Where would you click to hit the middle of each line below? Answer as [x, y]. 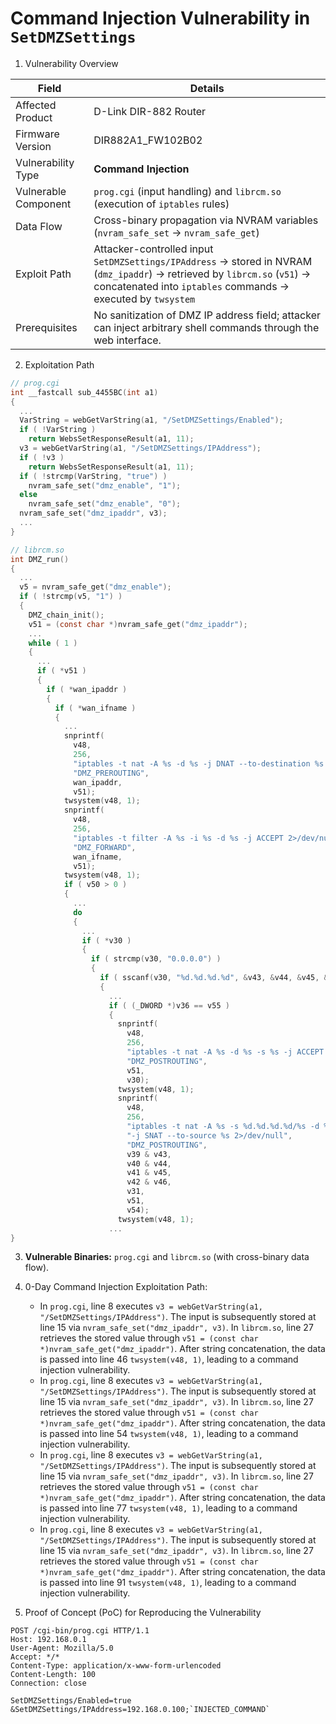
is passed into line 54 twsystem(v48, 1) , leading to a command [169, 1434]
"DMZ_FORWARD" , [105, 847]
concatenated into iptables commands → [191, 286]
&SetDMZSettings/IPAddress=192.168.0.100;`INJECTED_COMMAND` [140, 1710]
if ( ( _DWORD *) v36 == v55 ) [169, 1005]
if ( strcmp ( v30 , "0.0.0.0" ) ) [156, 959]
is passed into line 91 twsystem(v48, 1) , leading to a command [168, 1583]
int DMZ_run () [40, 559]
